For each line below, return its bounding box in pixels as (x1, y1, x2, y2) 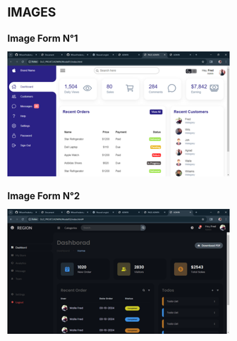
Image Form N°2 (7, 190, 80, 202)
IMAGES (7, 4, 56, 20)
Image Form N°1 (7, 32, 79, 44)
